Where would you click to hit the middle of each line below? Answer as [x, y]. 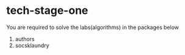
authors [25, 39]
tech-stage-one [47, 11]
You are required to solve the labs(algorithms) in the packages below [93, 27]
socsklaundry [32, 45]
